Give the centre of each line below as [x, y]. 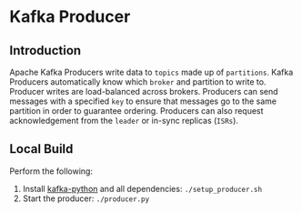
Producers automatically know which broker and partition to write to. [138, 82]
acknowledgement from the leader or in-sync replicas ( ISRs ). [124, 121]
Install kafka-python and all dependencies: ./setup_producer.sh [142, 188]
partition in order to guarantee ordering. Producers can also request [136, 111]
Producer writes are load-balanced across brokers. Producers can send [144, 91]
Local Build [41, 149]
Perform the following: [51, 171]
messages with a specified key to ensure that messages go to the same [143, 101]
